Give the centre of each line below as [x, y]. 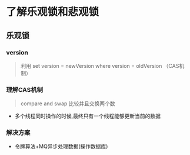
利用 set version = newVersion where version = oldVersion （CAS [100, 66]
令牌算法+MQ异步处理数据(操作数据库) [61, 146]
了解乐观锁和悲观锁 [53, 12]
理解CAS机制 [24, 89]
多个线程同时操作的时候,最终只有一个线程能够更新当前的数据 [87, 116]
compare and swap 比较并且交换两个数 [68, 104]
